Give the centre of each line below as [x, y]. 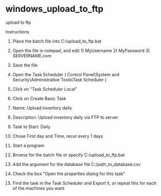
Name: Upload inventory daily [42, 108]
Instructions [17, 32]
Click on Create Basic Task [39, 98]
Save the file [25, 65]
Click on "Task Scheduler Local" [45, 89]
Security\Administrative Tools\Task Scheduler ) [59, 80]
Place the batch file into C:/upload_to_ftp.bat [57, 41]
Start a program [28, 145]
